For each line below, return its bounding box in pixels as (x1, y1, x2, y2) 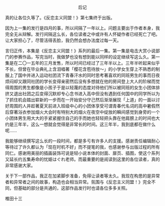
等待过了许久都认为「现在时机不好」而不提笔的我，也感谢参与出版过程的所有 (5, 144, 160, 150)
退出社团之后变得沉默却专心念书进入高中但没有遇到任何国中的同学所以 (13, 91, 156, 97)
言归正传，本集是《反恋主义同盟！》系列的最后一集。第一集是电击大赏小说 (5, 48, 156, 53)
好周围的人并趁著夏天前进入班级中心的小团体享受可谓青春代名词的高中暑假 (5, 103, 156, 109)
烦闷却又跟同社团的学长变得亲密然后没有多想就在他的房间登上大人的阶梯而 (5, 78, 156, 84)
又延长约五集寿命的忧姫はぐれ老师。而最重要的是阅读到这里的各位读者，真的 (5, 156, 160, 162)
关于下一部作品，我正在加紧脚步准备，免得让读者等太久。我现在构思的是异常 (5, 173, 160, 179)
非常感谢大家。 (5, 162, 35, 168)
